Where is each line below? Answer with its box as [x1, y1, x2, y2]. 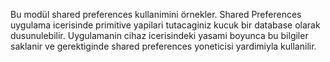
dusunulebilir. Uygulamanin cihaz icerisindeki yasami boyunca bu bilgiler [10, 30, 309, 41]
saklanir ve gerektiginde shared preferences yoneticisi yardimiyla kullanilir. [10, 40, 317, 52]
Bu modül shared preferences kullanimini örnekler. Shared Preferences [10, 9, 302, 20]
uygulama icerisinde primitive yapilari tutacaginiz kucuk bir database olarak [10, 19, 321, 31]
